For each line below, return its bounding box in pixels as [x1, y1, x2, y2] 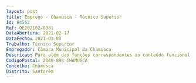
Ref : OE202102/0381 [6, 25, 54, 31]
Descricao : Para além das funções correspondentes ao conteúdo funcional [6, 52, 191, 58]
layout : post [6, 8, 38, 15]
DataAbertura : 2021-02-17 [6, 30, 69, 36]
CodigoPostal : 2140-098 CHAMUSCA [6, 57, 88, 63]
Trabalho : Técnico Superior [6, 41, 75, 47]
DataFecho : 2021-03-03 [6, 36, 62, 41]
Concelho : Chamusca [6, 63, 54, 69]
